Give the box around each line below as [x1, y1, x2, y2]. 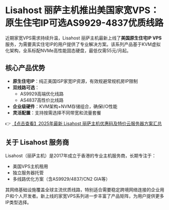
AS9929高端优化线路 [20, 90, 64, 96]
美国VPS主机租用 [12, 163, 48, 169]
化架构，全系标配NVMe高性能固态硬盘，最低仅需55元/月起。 [5, 47, 131, 54]
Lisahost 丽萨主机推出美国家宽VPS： [5, 5, 159, 16]
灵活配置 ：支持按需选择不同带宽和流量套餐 [12, 110, 101, 116]
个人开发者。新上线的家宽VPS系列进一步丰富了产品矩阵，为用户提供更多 [14, 193, 164, 199]
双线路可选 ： [12, 84, 39, 90]
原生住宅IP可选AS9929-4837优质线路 [5, 17, 164, 29]
